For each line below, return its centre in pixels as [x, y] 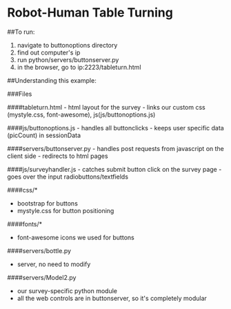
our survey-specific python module [67, 290]
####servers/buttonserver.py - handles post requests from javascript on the [115, 148]
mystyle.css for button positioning [66, 210]
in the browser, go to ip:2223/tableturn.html [79, 67]
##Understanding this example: [52, 80]
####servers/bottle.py [39, 250]
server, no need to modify [54, 264]
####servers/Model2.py [42, 277]
